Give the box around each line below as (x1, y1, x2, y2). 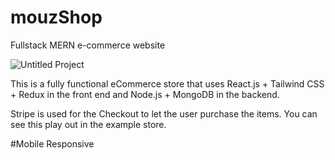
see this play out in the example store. (10, 118, 167, 130)
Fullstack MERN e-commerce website (10, 39, 166, 51)
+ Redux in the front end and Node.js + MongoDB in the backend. (10, 88, 280, 100)
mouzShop (10, 6, 103, 29)
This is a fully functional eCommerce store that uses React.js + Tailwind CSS (10, 77, 325, 90)
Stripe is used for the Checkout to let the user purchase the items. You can (10, 107, 318, 120)
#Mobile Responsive (10, 137, 95, 150)
